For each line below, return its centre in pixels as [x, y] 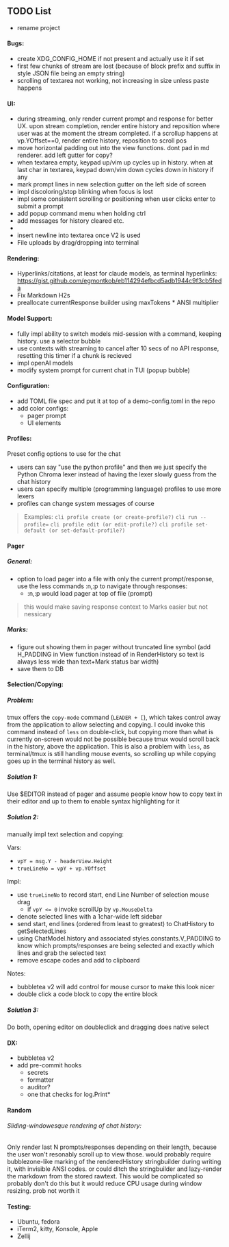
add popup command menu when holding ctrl [81, 214]
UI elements [44, 423]
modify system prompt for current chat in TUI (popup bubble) [103, 370]
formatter [40, 1080]
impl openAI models [45, 363]
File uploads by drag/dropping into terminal [78, 243]
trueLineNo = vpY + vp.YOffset [62, 869]
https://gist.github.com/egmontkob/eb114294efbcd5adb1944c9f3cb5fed [119, 281]
